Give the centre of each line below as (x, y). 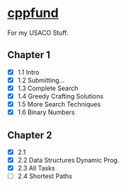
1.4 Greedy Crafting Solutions (61, 96)
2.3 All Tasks (36, 168)
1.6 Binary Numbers (46, 112)
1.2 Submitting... (41, 80)
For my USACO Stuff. (38, 33)
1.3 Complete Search (48, 88)
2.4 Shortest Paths (45, 176)
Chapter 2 (30, 135)
